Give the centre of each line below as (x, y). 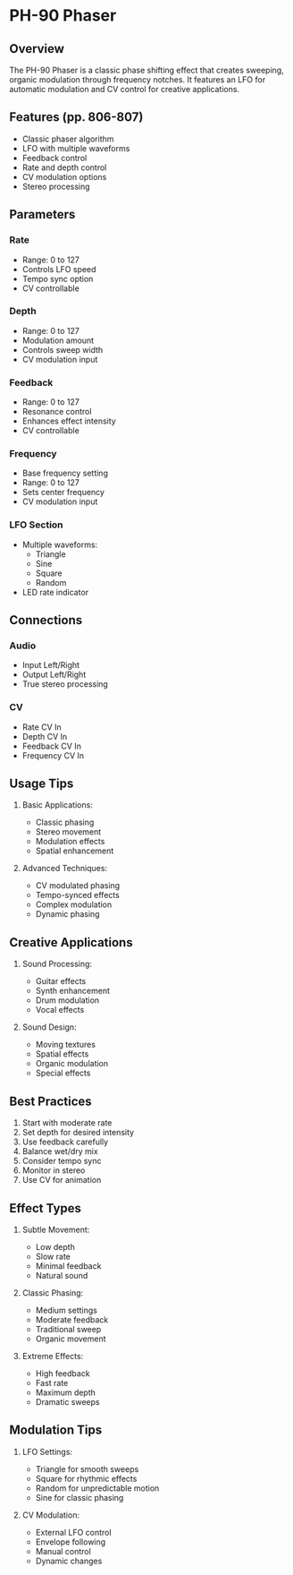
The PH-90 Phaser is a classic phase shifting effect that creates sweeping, (146, 70)
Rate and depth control (64, 167)
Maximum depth (66, 1392)
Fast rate (52, 1382)
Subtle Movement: (56, 1229)
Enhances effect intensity (69, 421)
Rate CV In (42, 727)
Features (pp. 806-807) (76, 117)
